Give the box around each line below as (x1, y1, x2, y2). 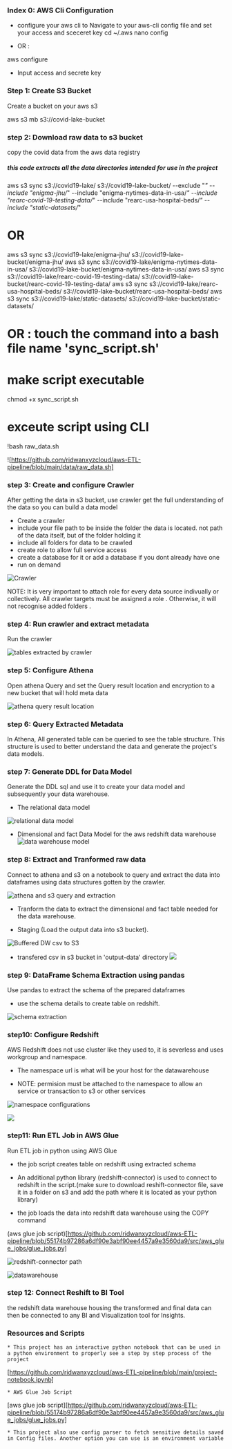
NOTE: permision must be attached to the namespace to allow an (17, 1080, 202, 1088)
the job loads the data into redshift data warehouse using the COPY (17, 1209, 209, 1217)
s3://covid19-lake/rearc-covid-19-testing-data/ (7, 272, 140, 281)
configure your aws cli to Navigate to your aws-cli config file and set (17, 21, 212, 30)
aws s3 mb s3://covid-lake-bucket (7, 115, 106, 123)
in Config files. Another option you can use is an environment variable (7, 1435, 224, 1442)
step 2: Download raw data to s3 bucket (7, 132, 143, 142)
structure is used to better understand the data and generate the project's (7, 742, 217, 751)
